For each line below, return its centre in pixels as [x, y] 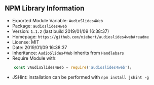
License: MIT [26, 42]
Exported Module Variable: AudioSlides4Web [57, 20]
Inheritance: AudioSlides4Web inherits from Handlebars [68, 53]
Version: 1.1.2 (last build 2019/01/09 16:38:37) [61, 31]
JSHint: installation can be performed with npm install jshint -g [80, 77]
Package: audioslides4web [40, 26]
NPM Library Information [45, 8]
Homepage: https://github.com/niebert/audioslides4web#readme [81, 36]
